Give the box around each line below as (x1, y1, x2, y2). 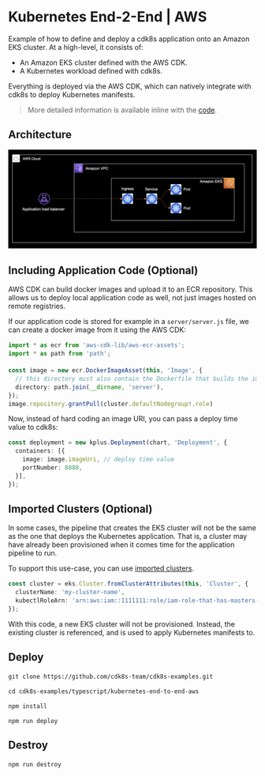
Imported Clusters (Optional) (8, 503, 153, 516)
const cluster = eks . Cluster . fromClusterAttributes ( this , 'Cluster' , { (8, 580, 248, 588)
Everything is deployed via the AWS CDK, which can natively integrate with (8, 81, 252, 91)
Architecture (8, 128, 73, 141)
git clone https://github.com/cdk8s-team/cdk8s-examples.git (8, 672, 214, 680)
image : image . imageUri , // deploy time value (22, 455, 175, 464)
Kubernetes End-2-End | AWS (8, 8, 207, 26)
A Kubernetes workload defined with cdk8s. (19, 66, 163, 75)
